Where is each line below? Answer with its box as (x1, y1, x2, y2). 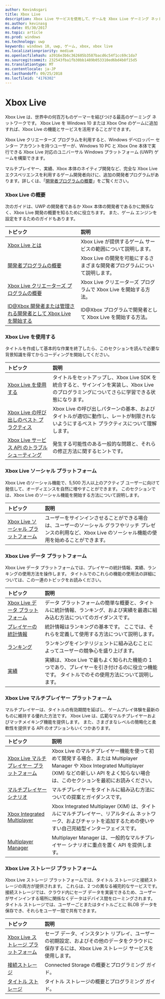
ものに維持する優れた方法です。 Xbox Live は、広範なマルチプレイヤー (5, 713, 147, 719)
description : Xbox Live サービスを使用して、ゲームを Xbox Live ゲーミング (5, 16, 149, 21)
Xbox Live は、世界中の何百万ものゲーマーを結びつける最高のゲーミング (5, 114, 151, 120)
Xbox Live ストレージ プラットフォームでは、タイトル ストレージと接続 (5, 877, 149, 883)
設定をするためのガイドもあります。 (5, 215, 78, 221)
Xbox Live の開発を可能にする (81, 254, 149, 261)
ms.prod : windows (5, 35, 41, 40)
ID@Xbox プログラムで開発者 (81, 306, 148, 313)
